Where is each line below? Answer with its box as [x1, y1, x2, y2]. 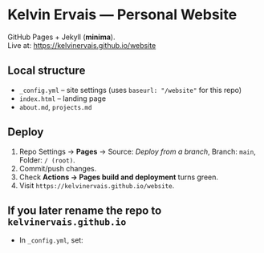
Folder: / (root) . [18, 155, 75, 165]
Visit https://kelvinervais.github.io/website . [18, 180, 175, 190]
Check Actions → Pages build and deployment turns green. [18, 172, 218, 182]
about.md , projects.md [18, 102, 92, 111]
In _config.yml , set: [18, 235, 83, 245]
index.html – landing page [18, 94, 106, 103]
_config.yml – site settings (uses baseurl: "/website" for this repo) [18, 85, 242, 94]
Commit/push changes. [18, 163, 97, 173]
